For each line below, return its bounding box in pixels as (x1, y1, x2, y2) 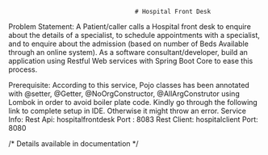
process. (8, 65, 38, 74)
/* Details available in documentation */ (8, 139, 139, 149)
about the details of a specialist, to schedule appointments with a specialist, (8, 31, 260, 40)
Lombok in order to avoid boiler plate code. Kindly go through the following (8, 98, 258, 107)
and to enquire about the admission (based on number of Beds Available (8, 39, 249, 48)
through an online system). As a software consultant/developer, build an (8, 48, 249, 57)
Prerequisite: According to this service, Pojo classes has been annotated (8, 81, 250, 90)
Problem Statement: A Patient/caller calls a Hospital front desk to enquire (8, 22, 252, 31)
